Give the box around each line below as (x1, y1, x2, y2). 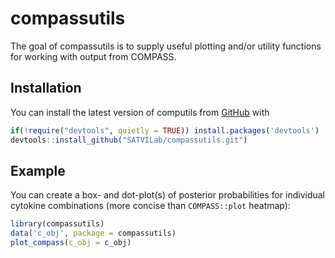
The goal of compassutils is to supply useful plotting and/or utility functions (10, 40, 322, 52)
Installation (10, 80, 82, 97)
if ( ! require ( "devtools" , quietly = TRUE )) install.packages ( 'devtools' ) (10, 125, 320, 136)
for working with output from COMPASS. (10, 50, 177, 62)
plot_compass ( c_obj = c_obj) (10, 238, 132, 248)
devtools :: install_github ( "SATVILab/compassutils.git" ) (10, 135, 248, 145)
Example (10, 162, 66, 179)
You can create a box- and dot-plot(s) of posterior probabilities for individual (10, 189, 325, 201)
